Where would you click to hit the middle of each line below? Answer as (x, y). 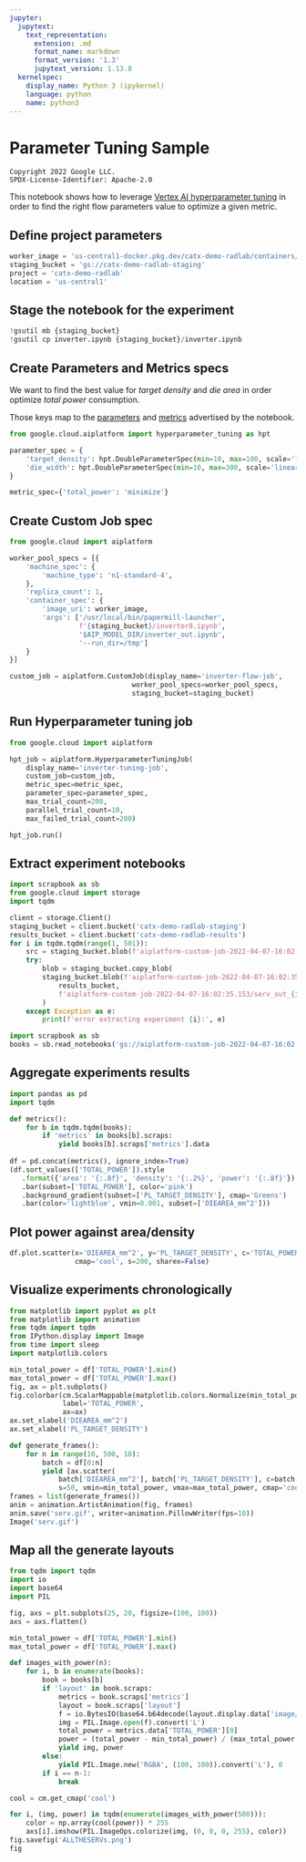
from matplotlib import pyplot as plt (83, 1311)
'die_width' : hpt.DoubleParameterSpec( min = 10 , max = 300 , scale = (148, 467)
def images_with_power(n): (61, 1663)
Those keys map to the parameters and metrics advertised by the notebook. (152, 417)
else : (53, 1756)
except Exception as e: (71, 1011)
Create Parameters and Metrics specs (119, 368)
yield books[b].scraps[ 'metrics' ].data (133, 1144)
